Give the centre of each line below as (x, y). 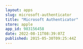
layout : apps (19, 10)
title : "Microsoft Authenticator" (42, 19)
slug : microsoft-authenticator (38, 15)
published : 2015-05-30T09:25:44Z (41, 39)
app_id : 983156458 (25, 29)
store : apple (19, 24)
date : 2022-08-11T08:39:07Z (35, 34)
